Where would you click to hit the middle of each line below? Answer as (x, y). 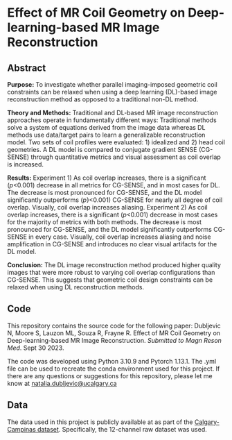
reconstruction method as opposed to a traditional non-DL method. (103, 99)
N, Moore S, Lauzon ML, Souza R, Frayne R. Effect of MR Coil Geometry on (114, 333)
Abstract (27, 68)
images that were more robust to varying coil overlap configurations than (111, 272)
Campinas (21, 429)
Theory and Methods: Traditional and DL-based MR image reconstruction (113, 113)
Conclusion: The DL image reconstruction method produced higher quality (114, 265)
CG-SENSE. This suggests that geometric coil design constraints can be (110, 280)
